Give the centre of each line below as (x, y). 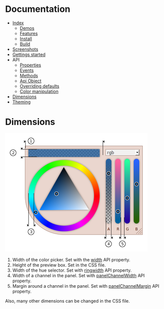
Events (27, 70)
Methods (29, 75)
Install (26, 39)
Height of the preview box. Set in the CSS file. (59, 265)
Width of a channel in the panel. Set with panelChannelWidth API (79, 275)
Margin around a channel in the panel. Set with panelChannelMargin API (86, 286)
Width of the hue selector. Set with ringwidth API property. (72, 270)
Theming (21, 102)
